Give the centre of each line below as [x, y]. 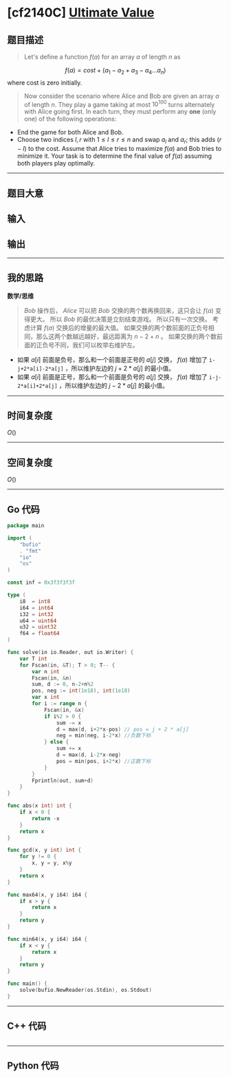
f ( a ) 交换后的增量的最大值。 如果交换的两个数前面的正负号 [126, 327]
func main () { [27, 984]
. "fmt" [30, 551]
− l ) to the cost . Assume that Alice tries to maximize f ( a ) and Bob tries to [119, 149]
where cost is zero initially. [45, 82]
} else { [56, 742]
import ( [20, 538]
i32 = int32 [36, 614]
